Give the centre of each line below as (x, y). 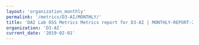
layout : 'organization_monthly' (46, 11)
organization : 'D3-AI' (34, 28)
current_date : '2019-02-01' (41, 33)
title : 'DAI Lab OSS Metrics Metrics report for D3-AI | (78, 22)
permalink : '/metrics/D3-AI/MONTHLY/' (54, 17)
